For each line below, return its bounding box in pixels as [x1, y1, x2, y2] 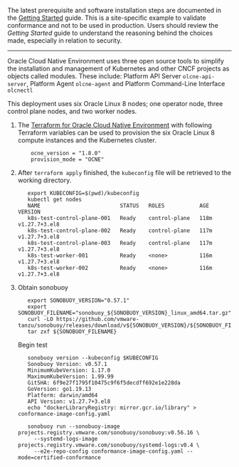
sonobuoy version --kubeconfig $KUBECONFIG [27, 355, 159, 362]
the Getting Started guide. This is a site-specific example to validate [7, 14, 206, 22]
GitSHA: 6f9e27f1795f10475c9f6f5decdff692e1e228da [27, 379, 181, 387]
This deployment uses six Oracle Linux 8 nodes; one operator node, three [7, 100, 223, 107]
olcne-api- [182, 73, 215, 80]
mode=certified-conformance [17, 454, 101, 461]
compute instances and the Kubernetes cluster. [17, 136, 156, 145]
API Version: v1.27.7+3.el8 [27, 398, 111, 405]
